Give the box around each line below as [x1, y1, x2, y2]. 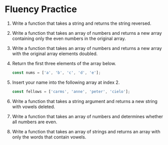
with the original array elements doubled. [12, 51, 98, 57]
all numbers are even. [12, 119, 58, 125]
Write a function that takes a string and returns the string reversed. [12, 20, 151, 26]
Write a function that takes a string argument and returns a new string [12, 98, 158, 104]
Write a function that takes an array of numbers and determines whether [12, 113, 163, 119]
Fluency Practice [5, 4, 77, 15]
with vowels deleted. [12, 104, 55, 110]
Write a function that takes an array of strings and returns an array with [12, 128, 160, 134]
